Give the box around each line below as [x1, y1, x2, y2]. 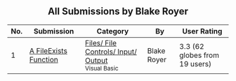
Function [29, 54, 58, 64]
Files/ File [85, 38, 117, 47]
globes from [178, 50, 220, 60]
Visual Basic [85, 64, 119, 72]
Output [85, 55, 108, 65]
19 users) [178, 59, 212, 68]
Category [96, 26, 129, 36]
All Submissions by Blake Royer [48, 6, 188, 17]
